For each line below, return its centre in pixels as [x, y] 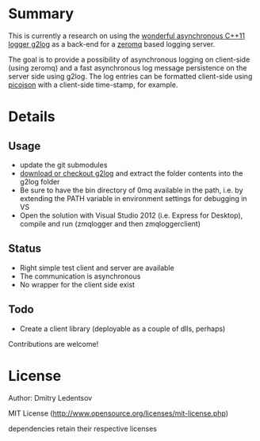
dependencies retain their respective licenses [82, 428]
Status [25, 249]
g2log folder [40, 181]
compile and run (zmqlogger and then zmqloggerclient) [110, 223]
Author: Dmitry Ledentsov [50, 397]
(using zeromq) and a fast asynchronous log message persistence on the [128, 67]
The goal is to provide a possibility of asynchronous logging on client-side [129, 59]
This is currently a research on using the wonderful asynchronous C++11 [127, 36]
